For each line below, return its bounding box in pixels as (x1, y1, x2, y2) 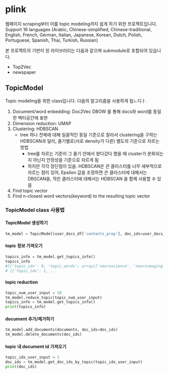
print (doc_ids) (5, 364, 37, 369)
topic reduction (5, 279, 38, 285)
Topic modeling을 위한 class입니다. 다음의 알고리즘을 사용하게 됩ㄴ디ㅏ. (5, 98, 147, 104)
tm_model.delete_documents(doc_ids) (5, 332, 82, 337)
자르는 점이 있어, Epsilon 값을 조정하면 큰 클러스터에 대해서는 (27, 169, 147, 175)
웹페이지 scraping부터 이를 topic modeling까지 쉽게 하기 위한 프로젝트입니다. (5, 21, 157, 27)
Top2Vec (12, 64, 32, 70)
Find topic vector (12, 188, 48, 194)
